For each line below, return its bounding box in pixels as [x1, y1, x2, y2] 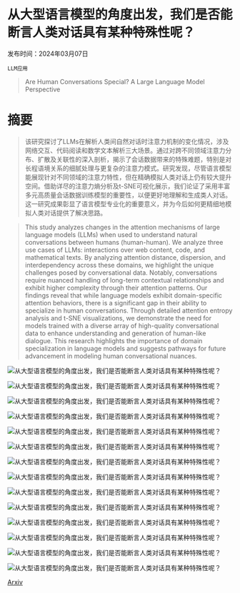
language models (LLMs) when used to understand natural [24, 230, 198, 239]
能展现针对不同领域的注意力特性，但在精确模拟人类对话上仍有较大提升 [24, 173, 232, 181]
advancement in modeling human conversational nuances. [24, 351, 197, 360]
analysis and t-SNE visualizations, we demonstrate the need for [24, 313, 212, 322]
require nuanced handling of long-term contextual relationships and [24, 275, 224, 284]
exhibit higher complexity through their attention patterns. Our [24, 283, 208, 292]
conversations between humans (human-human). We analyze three [24, 238, 224, 246]
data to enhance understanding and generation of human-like [24, 329, 206, 338]
